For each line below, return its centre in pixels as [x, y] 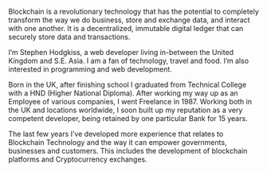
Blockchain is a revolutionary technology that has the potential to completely [133, 12]
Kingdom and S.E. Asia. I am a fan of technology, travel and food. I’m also [129, 61]
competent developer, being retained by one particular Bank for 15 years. [128, 118]
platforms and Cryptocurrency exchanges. [78, 159]
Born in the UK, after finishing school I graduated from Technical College [128, 84]
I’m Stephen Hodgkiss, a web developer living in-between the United [121, 52]
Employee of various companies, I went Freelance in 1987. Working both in [130, 102]
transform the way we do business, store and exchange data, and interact [129, 20]
